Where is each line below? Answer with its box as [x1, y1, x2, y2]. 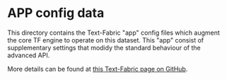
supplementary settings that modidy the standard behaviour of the [7, 43, 201, 52]
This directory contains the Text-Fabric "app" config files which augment [7, 28, 221, 37]
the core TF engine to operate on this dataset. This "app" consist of [7, 35, 204, 44]
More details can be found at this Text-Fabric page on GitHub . [7, 64, 188, 73]
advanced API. [7, 51, 50, 59]
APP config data [7, 5, 105, 21]
